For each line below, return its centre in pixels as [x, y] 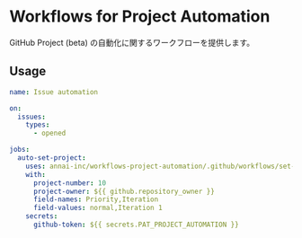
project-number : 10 [69, 183]
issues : [32, 117]
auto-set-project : [52, 158]
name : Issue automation [54, 92]
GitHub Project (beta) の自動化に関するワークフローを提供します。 [132, 42]
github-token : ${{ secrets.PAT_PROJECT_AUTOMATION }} [136, 225]
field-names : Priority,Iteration [96, 199]
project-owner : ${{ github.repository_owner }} [124, 191]
